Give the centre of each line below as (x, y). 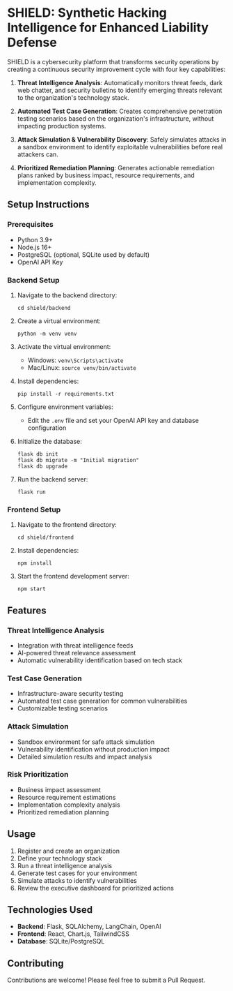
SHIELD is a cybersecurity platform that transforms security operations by (113, 61)
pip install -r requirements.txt (66, 394)
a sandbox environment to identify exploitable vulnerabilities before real (120, 147)
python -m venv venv (47, 334)
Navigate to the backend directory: (67, 295)
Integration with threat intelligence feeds (75, 645)
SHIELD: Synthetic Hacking (87, 13)
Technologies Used (50, 910)
